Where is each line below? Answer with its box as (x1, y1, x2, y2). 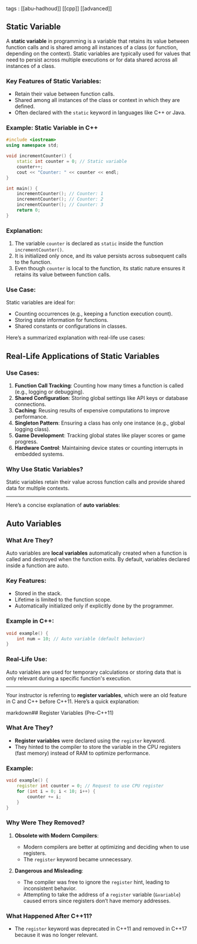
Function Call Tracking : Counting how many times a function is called (14, 382, 184, 389)
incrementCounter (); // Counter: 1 (16, 191, 104, 197)
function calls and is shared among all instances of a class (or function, (6, 43, 178, 50)
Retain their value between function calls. (14, 90, 115, 97)
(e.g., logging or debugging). (14, 388, 84, 395)
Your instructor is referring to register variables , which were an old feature (6, 691, 187, 698)
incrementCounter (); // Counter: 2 (16, 196, 104, 202)
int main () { (6, 185, 38, 191)
